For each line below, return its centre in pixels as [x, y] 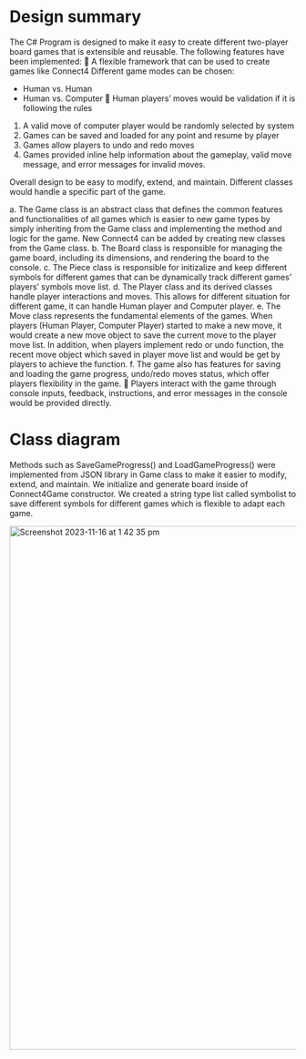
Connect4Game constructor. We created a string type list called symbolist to [153, 494]
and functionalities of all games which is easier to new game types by [140, 219]
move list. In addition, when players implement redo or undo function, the [147, 344]
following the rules [57, 107]
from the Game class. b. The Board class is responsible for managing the [146, 248]
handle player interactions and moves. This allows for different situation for [150, 296]
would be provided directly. [61, 402]
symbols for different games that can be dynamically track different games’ [151, 277]
